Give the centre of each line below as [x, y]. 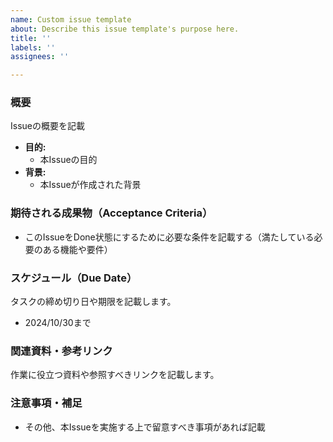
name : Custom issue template [71, 19]
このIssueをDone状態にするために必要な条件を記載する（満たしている [169, 237]
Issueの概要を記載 [47, 126]
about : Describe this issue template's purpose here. [125, 29]
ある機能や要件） [77, 249]
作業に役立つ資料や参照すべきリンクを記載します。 [115, 375]
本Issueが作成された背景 [90, 185]
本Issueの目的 [68, 160]
